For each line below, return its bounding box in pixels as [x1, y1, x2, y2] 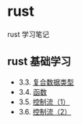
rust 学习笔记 [7, 29, 50, 39]
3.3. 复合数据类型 [18, 77, 75, 87]
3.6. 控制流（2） [18, 107, 72, 116]
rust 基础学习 [7, 54, 72, 69]
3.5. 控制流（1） [18, 97, 70, 107]
